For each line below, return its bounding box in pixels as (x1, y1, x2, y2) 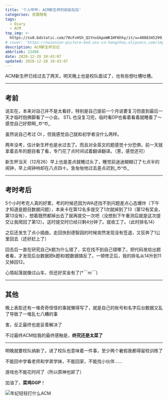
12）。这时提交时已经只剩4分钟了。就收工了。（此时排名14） (35, 219, 157, 225)
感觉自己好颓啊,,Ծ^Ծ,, (5, 121, 51, 127)
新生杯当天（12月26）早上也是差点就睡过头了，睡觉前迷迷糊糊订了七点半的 (5, 159, 160, 165)
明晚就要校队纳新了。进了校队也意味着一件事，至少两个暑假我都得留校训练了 (5, 347, 163, 353)
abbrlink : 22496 (5, 49, 39, 54)
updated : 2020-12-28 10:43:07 (5, 59, 68, 64)
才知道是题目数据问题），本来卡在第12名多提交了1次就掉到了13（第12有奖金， (5, 206, 163, 212)
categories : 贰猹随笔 (5, 12, 47, 17)
